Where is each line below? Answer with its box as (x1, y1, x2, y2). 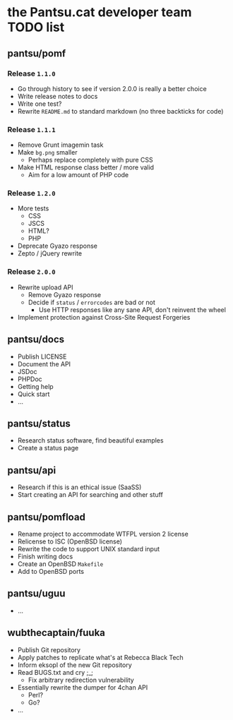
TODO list (7, 19, 65, 35)
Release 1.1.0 (7, 68, 56, 78)
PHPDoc (17, 375, 42, 383)
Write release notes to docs (17, 92, 98, 100)
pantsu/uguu (7, 587, 66, 600)
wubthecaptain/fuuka (7, 627, 106, 639)
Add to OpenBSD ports (17, 568, 85, 576)
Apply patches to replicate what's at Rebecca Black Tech (17, 653, 184, 661)
